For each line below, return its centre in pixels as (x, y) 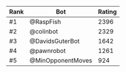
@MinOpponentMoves (61, 60)
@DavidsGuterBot (55, 41)
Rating (107, 12)
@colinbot (44, 31)
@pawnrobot (48, 51)
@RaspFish (45, 22)
